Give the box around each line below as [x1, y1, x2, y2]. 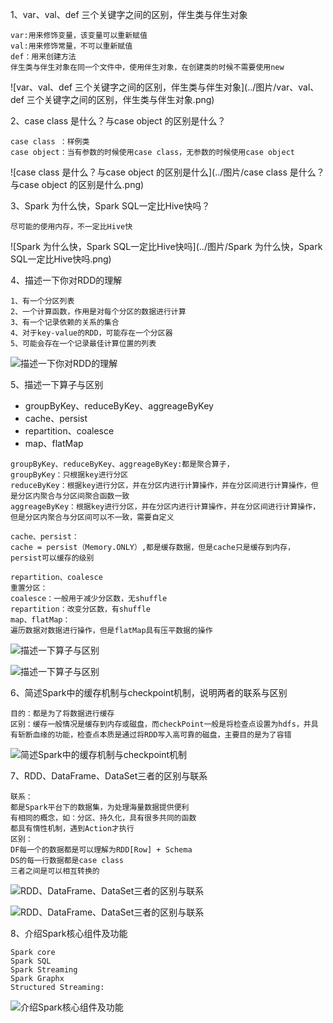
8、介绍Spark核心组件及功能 [10, 928, 128, 939]
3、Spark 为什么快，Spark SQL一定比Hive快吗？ [10, 200, 211, 212]
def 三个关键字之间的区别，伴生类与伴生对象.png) [10, 94, 215, 105]
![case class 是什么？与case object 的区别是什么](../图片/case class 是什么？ [10, 166, 325, 178]
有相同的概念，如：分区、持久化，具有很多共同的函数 [10, 813, 197, 823]
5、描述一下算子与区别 [10, 379, 104, 390]
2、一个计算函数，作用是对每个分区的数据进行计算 [10, 307, 187, 317]
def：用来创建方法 [10, 52, 77, 62]
